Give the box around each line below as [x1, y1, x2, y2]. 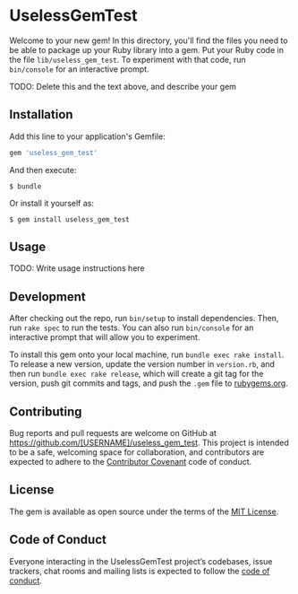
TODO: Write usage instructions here [9, 263, 145, 274]
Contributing [9, 404, 82, 419]
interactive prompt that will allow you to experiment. [9, 332, 200, 343]
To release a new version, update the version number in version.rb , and [9, 359, 276, 370]
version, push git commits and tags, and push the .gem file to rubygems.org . [9, 378, 289, 389]
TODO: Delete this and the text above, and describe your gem [9, 81, 237, 92]
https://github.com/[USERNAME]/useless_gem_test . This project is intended [9, 437, 289, 449]
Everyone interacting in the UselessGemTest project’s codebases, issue [9, 555, 273, 566]
